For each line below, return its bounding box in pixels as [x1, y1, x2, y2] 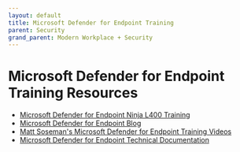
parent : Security [8, 26, 65, 34]
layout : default [8, 11, 61, 20]
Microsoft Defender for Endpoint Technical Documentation [19, 135, 210, 145]
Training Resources [8, 84, 138, 102]
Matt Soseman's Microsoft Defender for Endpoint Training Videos [19, 127, 232, 136]
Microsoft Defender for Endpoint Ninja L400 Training [19, 110, 190, 120]
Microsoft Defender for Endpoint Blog [19, 119, 142, 128]
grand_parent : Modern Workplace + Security [8, 33, 153, 42]
